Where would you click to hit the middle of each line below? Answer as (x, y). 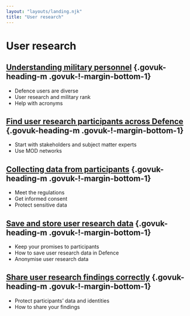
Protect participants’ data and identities (62, 300)
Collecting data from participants (68, 169)
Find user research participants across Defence (95, 121)
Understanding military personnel (69, 68)
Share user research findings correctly (78, 278)
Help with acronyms (39, 103)
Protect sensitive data (41, 205)
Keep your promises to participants (57, 246)
